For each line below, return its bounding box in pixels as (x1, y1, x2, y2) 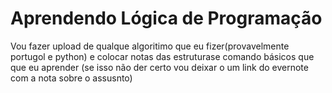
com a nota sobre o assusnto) (10, 72, 133, 84)
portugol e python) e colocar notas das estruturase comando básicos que (10, 50, 315, 62)
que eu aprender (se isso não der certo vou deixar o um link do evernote (10, 61, 309, 73)
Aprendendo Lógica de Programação (10, 7, 323, 30)
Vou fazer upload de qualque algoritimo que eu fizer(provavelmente (10, 40, 290, 52)
